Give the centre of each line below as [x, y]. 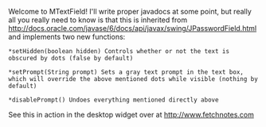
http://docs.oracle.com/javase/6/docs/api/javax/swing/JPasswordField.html [133, 28]
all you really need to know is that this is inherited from [98, 20]
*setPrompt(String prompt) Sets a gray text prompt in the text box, [126, 72]
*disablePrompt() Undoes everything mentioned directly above [113, 100]
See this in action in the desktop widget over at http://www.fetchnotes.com [131, 115]
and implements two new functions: [67, 37]
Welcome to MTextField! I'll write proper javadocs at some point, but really [130, 12]
